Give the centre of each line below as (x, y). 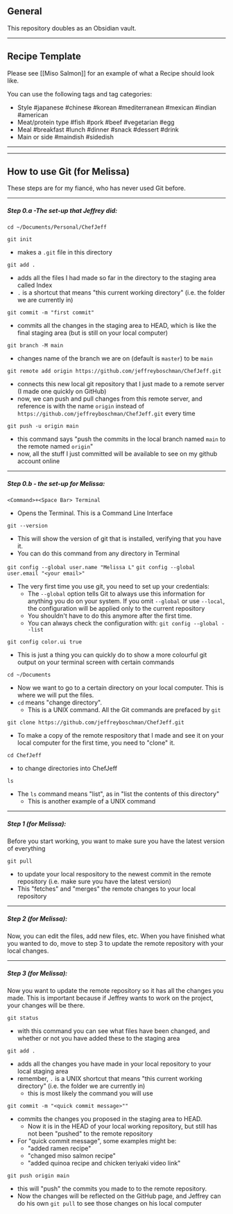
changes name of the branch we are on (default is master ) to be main (115, 358)
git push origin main (38, 1176)
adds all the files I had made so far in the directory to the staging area (116, 278)
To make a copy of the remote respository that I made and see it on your (120, 736)
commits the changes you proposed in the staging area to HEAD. (110, 1119)
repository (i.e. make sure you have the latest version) (94, 882)
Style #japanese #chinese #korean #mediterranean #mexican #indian (117, 107)
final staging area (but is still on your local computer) (93, 333)
